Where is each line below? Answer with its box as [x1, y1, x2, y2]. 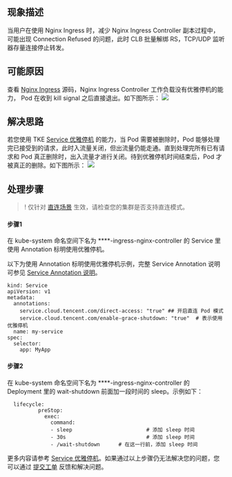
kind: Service [7, 282, 48, 290]
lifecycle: [13, 400, 45, 408]
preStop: [37, 407, 64, 414]
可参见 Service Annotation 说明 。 [7, 268, 101, 277]
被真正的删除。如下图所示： [7, 161, 86, 170]
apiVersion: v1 [7, 288, 51, 295]
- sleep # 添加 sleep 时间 [50, 426, 195, 433]
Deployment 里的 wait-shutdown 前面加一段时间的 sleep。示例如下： [7, 387, 204, 395]
